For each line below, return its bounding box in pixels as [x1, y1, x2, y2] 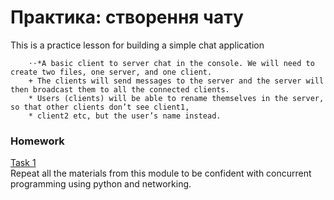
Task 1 [10, 157, 37, 169]
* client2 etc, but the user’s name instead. [28, 111, 222, 121]
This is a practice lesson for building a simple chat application [10, 39, 265, 51]
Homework [10, 134, 65, 148]
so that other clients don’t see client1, [10, 102, 190, 112]
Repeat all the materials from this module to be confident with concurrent [10, 167, 312, 180]
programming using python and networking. [10, 178, 192, 190]
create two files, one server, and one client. [10, 67, 213, 77]
